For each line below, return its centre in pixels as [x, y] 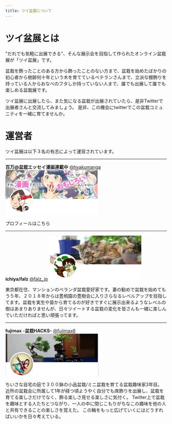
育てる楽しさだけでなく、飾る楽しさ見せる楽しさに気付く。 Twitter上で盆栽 [85, 397]
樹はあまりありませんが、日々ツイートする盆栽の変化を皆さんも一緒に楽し [84, 308]
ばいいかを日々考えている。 [35, 416]
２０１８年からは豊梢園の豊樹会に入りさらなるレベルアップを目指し [95, 296]
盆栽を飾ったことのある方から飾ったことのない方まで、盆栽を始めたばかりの [86, 71]
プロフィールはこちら [28, 223]
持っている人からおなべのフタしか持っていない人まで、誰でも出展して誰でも [86, 83]
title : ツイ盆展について [29, 11]
